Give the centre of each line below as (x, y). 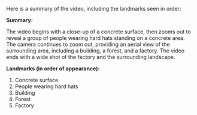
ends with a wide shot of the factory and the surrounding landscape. (91, 57)
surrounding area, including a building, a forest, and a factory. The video (95, 51)
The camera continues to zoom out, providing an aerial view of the (88, 44)
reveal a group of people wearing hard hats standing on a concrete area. (96, 38)
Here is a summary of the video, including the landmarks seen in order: (94, 9)
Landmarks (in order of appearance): (53, 69)
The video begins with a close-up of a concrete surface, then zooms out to (99, 32)
